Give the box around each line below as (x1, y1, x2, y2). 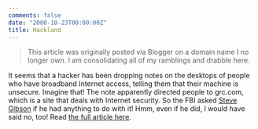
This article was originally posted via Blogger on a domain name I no (27, 48, 249, 57)
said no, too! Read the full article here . (8, 113, 132, 122)
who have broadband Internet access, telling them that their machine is (8, 79, 239, 88)
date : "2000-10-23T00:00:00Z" (8, 19, 108, 27)
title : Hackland (8, 26, 61, 34)
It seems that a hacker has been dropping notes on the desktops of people (8, 71, 250, 81)
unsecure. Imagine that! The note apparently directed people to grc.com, (8, 88, 244, 97)
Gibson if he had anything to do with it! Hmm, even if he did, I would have (8, 104, 245, 113)
